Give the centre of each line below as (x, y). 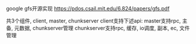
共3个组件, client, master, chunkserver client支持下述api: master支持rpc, (94, 21)
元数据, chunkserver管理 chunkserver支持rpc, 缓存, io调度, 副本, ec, (96, 28)
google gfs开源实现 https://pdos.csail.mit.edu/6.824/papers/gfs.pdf (88, 8)
